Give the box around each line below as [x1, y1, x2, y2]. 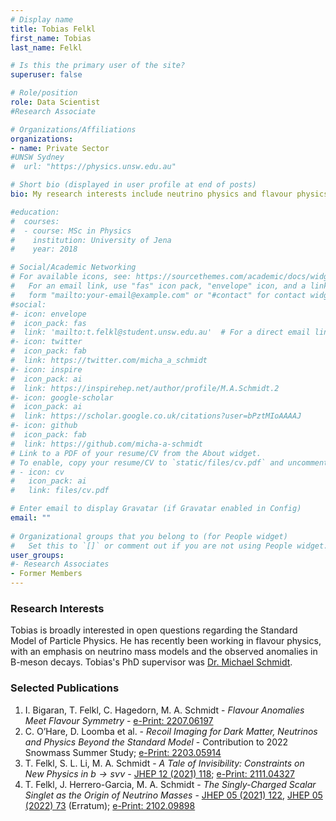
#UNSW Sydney [10, 152, 65, 163]
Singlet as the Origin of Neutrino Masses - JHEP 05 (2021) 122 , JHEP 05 [24, 789, 323, 801]
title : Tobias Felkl [10, 24, 97, 34]
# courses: [10, 216, 60, 226]
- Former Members [10, 569, 83, 579]
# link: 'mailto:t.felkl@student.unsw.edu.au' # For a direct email [10, 327, 311, 338]
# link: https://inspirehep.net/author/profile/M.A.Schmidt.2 [10, 383, 280, 393]
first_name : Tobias [10, 33, 92, 43]
